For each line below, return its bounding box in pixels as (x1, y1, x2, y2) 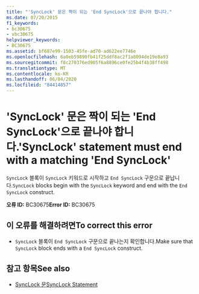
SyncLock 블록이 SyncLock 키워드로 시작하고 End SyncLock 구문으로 (6, 174, 164, 181)
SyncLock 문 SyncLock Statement (14, 281, 98, 288)
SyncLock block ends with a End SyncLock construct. (14, 244, 143, 252)
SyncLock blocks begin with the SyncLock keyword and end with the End (12, 181, 188, 189)
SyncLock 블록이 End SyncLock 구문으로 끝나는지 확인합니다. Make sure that (14, 237, 193, 245)
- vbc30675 (6, 31, 34, 38)
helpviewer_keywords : (6, 37, 61, 43)
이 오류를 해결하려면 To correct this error (6, 220, 153, 230)
